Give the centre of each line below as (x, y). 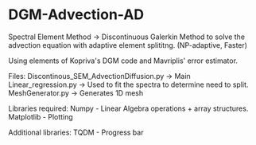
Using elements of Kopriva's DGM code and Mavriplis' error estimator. (123, 61)
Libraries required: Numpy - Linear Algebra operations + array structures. (128, 108)
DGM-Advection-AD (76, 15)
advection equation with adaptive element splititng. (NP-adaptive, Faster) (128, 45)
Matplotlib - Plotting (41, 116)
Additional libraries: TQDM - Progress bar (76, 132)
